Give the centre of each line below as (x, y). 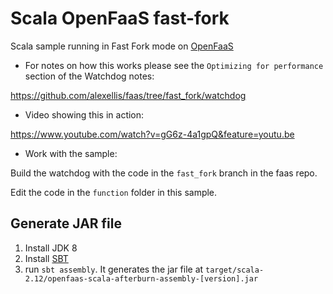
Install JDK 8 (51, 248)
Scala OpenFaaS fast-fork (120, 18)
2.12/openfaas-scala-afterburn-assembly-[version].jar (141, 278)
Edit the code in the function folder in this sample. (114, 192)
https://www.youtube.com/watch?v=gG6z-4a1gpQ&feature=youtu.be (152, 134)
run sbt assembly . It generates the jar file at (114, 269)
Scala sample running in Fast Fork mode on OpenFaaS (122, 46)
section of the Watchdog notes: (89, 76)
